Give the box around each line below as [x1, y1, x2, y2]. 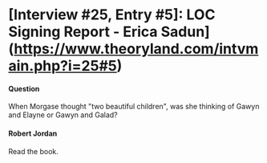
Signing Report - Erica [8, 22, 158, 41]
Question [8, 84, 40, 93]
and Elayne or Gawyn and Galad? [8, 110, 118, 120]
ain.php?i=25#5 [8, 57, 118, 75]
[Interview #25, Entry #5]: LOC [8, 6, 216, 24]
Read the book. [8, 146, 59, 156]
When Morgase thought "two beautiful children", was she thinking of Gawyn [8, 102, 260, 112]
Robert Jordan [8, 128, 58, 138]
